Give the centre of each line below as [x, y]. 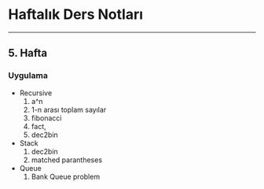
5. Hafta [28, 53]
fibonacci [46, 118]
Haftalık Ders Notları [76, 15]
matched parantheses [67, 160]
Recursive [36, 93]
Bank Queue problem [66, 176]
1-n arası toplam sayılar [69, 109]
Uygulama [28, 76]
